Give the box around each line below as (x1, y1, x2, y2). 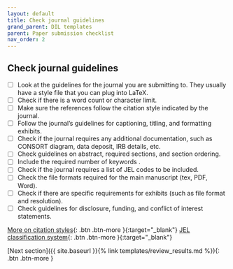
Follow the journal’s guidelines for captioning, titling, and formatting (17, 119, 212, 128)
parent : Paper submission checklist (7, 29, 114, 37)
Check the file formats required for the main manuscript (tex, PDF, (17, 173, 208, 182)
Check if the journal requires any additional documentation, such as (17, 134, 213, 143)
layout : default (7, 10, 55, 17)
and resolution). (17, 196, 63, 205)
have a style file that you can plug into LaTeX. (17, 89, 148, 96)
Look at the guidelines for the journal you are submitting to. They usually (17, 80, 227, 89)
